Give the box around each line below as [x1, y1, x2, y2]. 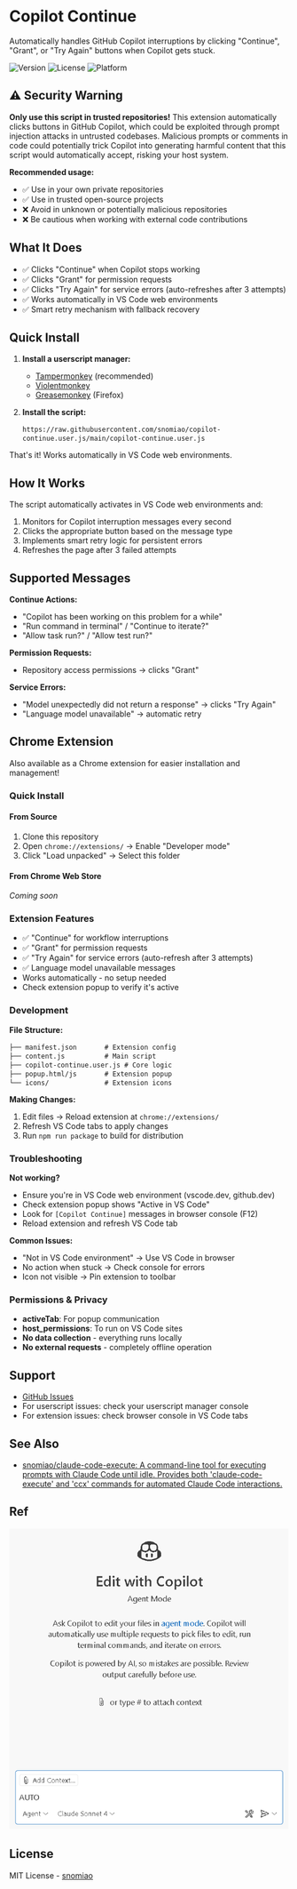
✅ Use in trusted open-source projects [21, 194, 164, 204]
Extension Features [9, 913, 95, 925]
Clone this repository [21, 831, 99, 842]
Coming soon [9, 891, 59, 901]
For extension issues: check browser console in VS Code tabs [21, 1411, 249, 1421]
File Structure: [9, 1024, 64, 1035]
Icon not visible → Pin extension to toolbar [21, 1271, 176, 1282]
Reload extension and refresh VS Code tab [21, 1218, 178, 1229]
